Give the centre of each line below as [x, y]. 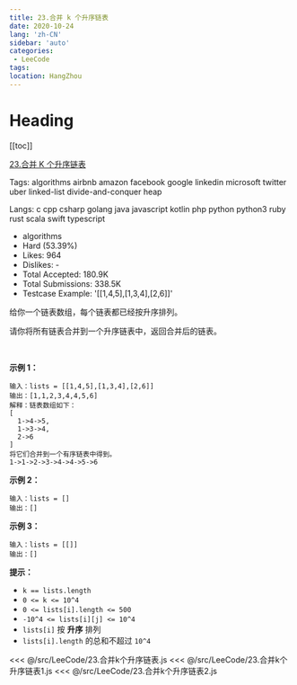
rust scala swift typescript [57, 218]
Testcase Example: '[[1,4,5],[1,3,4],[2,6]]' [97, 293]
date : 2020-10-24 [42, 26]
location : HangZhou [46, 76]
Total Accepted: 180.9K [66, 274]
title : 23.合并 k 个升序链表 [59, 18]
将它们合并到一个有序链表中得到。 [63, 454]
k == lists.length [57, 591]
